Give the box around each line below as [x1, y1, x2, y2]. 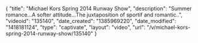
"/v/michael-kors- [147, 24, 191, 31]
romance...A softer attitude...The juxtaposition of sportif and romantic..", [5, 11, 183, 18]
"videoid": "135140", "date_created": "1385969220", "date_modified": [5, 18, 176, 24]
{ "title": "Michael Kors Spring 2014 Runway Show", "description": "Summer [5, 5, 192, 12]
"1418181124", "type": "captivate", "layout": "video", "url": [5, 24, 146, 31]
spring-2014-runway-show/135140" [5, 30, 93, 37]
